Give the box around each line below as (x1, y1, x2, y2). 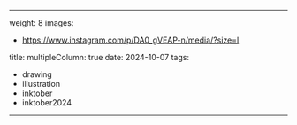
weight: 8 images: (9, 18, 74, 27)
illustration (21, 79, 60, 89)
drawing (21, 69, 53, 80)
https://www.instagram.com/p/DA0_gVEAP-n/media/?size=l (21, 35, 240, 45)
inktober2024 (21, 98, 72, 107)
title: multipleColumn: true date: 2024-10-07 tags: (9, 52, 190, 62)
